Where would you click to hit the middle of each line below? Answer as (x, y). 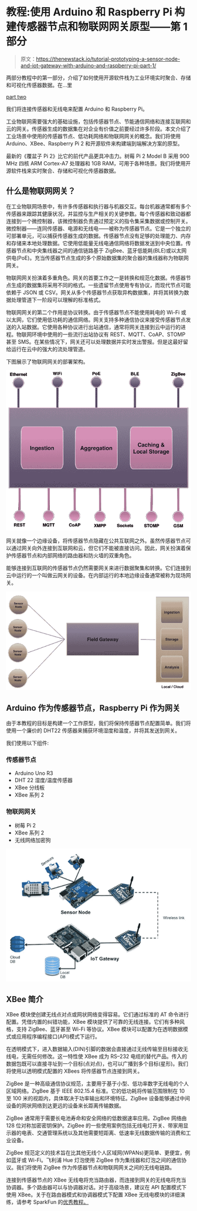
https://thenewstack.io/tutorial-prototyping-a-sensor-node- (108, 59)
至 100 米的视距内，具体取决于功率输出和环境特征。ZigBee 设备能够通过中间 (98, 1099)
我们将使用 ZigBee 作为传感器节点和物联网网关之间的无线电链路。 (96, 1167)
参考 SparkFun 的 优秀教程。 (55, 1202)
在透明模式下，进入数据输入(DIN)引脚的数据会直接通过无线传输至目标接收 (95, 1049)
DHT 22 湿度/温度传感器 (44, 780)
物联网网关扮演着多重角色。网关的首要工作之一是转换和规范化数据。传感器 (96, 278)
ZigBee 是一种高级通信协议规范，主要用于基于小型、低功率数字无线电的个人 (98, 1084)
